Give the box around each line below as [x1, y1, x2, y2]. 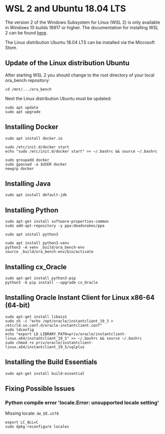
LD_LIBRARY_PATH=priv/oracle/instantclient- [33, 331, 127, 336]
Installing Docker [5, 123, 59, 131]
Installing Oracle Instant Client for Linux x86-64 [5, 293, 155, 302]
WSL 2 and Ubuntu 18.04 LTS [5, 3, 127, 14]
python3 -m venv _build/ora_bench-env [5, 245, 85, 250]
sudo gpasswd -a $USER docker [5, 161, 67, 167]
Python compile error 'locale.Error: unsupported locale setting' [5, 399, 159, 406]
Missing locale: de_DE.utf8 [5, 410, 59, 416]
